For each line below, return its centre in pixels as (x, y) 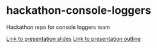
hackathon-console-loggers (79, 10)
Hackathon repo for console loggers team (58, 27)
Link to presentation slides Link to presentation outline (74, 38)
